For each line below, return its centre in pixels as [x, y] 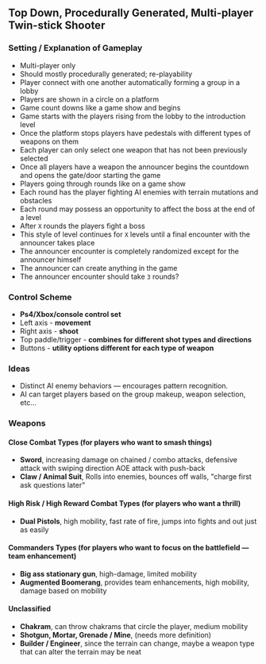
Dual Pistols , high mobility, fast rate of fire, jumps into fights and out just [138, 521]
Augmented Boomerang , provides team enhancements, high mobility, [135, 582]
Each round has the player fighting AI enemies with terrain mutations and [139, 192]
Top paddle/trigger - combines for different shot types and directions [136, 339]
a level [31, 217]
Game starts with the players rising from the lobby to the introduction [133, 116]
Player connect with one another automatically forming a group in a [130, 82]
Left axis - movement [55, 322]
